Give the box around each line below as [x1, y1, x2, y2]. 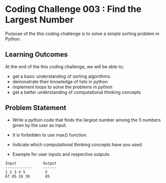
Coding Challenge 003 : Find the [5, 3, 142, 15]
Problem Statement [5, 104, 67, 112]
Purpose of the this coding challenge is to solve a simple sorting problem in [5, 30, 160, 36]
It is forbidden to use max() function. [12, 132, 87, 138]
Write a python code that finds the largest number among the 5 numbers [12, 117, 161, 123]
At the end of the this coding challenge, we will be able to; [5, 63, 124, 69]
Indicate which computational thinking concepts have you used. [12, 141, 143, 148]
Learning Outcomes [5, 50, 68, 59]
